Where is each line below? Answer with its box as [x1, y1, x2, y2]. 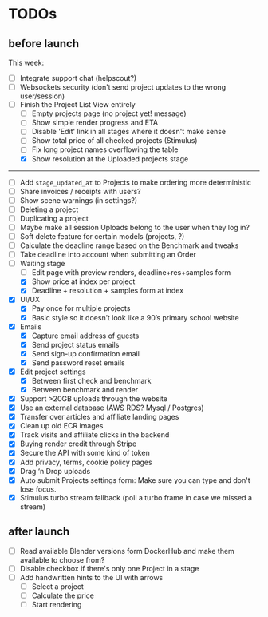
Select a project [31, 581, 84, 591]
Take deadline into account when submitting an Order [19, 249, 197, 260]
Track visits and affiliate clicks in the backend [19, 430, 170, 440]
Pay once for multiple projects [31, 304, 131, 313]
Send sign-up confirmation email [31, 348, 140, 358]
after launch [8, 525, 70, 539]
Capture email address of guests [31, 331, 140, 340]
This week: [8, 58, 45, 67]
